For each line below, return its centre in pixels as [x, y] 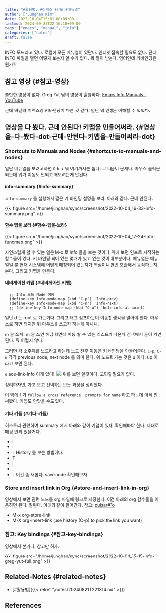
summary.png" [20, 213]
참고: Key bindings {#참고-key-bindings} [54, 534]
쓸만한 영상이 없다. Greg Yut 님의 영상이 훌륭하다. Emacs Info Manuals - [76, 94]
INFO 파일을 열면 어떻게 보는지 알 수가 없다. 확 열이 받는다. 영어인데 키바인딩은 [81, 58]
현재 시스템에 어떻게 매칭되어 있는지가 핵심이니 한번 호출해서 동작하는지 [88, 264]
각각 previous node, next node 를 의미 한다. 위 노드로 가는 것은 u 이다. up [81, 357]
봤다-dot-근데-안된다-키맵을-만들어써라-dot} [89, 137]
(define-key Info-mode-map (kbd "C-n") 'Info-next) [64, 303]
